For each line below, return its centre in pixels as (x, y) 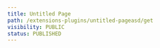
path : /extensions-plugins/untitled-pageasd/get (80, 20)
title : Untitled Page (39, 14)
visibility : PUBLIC (36, 27)
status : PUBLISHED (34, 34)
